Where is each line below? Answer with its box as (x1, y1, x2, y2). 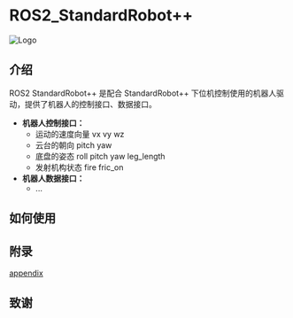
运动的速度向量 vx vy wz (35, 128, 125, 139)
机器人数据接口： (21, 173, 85, 183)
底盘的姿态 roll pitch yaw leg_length (35, 151, 166, 161)
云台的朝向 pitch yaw (35, 139, 112, 151)
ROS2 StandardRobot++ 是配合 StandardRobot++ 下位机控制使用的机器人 (9, 88, 277, 98)
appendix (9, 268, 44, 278)
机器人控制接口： (21, 117, 85, 128)
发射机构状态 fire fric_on (35, 161, 124, 173)
